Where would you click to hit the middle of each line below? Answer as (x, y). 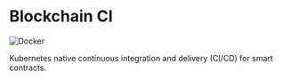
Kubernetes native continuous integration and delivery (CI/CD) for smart (141, 58)
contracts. (28, 68)
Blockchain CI (61, 16)
